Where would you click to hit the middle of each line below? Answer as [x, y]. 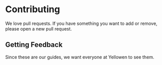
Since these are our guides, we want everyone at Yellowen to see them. [80, 57]
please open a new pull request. [39, 28]
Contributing [33, 9]
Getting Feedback [34, 45]
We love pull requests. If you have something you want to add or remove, [82, 23]
